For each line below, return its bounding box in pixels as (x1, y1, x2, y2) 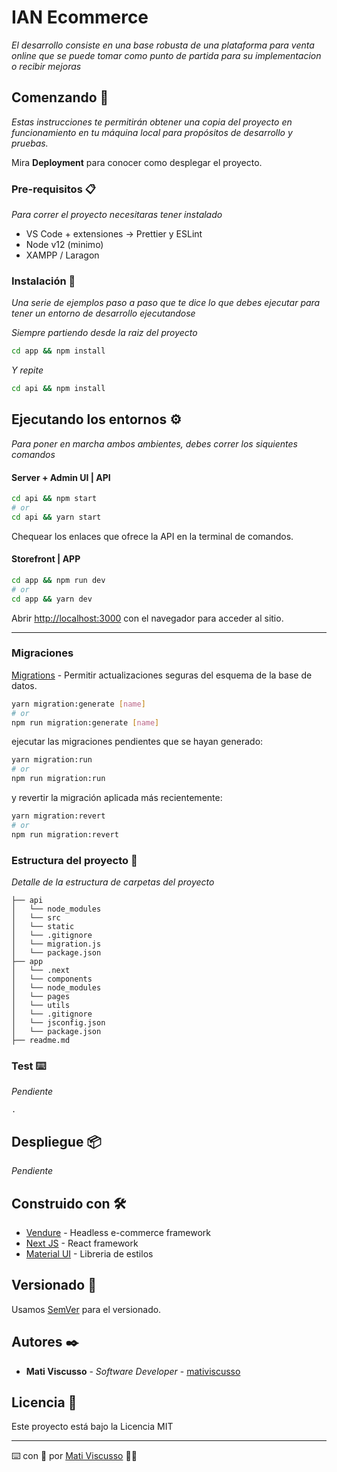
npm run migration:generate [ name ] (11, 717, 160, 728)
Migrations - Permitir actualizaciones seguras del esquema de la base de (11, 669, 313, 681)
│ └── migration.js (11, 939, 102, 950)
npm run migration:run (11, 774, 106, 784)
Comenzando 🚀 (11, 89, 109, 106)
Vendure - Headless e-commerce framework (25, 1226, 212, 1238)
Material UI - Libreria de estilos (25, 1247, 154, 1260)
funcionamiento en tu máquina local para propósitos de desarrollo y (11, 126, 293, 138)
